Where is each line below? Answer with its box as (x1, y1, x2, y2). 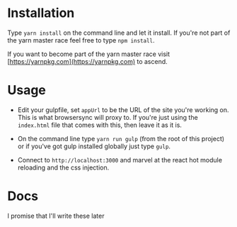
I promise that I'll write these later (7, 211, 105, 220)
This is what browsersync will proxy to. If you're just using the (17, 113, 198, 121)
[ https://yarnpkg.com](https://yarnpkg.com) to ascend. (7, 57, 168, 65)
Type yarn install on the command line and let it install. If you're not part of (7, 28, 231, 37)
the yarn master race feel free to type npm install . (7, 35, 155, 44)
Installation (7, 5, 75, 21)
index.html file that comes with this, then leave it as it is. (17, 121, 183, 129)
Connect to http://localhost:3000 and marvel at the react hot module (17, 155, 223, 164)
